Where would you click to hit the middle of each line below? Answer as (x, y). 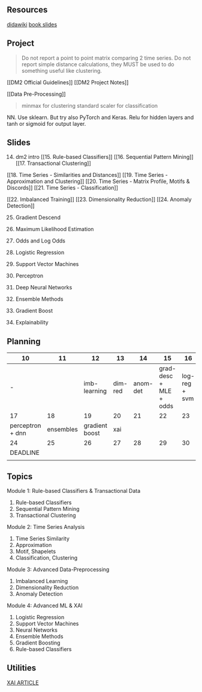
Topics (20, 476)
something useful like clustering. (62, 70)
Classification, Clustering (46, 558)
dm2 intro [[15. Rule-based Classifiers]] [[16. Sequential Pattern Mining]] (104, 157)
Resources (27, 10)
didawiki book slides (32, 24)
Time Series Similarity (42, 539)
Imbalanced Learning (42, 581)
